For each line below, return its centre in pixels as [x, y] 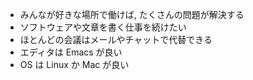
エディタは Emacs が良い [71, 52]
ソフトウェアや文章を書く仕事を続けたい [103, 27]
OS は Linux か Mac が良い [74, 64]
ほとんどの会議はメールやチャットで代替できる [116, 39]
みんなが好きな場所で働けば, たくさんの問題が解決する [132, 14]
